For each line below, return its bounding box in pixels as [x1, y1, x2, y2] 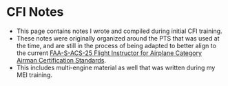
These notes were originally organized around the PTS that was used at [16, 34, 220, 42]
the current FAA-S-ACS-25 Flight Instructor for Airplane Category [16, 49, 203, 57]
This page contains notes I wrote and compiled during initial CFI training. [16, 27, 222, 35]
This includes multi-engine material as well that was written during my [16, 63, 216, 72]
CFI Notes [6, 4, 64, 20]
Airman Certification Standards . [16, 56, 106, 64]
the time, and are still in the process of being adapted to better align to [16, 41, 216, 50]
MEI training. [16, 70, 53, 79]
